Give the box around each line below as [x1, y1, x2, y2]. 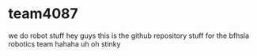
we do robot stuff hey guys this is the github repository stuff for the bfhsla [8, 31, 250, 40]
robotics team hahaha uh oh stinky [8, 39, 121, 48]
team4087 [8, 5, 79, 23]
